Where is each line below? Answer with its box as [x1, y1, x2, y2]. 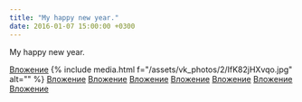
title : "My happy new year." [9, 13, 119, 23]
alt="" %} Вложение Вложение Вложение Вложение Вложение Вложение [9, 73, 293, 84]
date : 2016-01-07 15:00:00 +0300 [9, 22, 136, 31]
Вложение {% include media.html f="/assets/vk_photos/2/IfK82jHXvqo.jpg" [9, 64, 293, 75]
